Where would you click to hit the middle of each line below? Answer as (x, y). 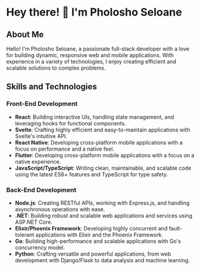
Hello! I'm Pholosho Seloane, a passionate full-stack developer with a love (98, 49)
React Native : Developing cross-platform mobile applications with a (99, 142)
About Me (25, 34)
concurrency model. (40, 247)
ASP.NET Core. (34, 222)
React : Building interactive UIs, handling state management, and (94, 117)
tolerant (25, 235)
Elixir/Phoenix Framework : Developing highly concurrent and (91, 228)
